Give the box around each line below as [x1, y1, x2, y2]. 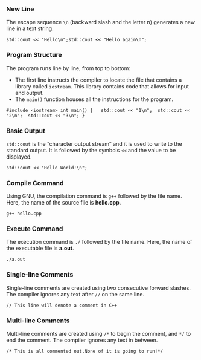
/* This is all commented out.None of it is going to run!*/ [6, 349, 164, 355]
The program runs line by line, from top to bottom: [6, 64, 131, 71]
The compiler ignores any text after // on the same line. [6, 290, 145, 298]
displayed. [6, 153, 32, 160]
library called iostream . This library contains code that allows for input [14, 82, 189, 90]
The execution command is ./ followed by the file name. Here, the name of [6, 238, 193, 246]
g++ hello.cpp [6, 211, 42, 217]
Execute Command [6, 224, 63, 233]
